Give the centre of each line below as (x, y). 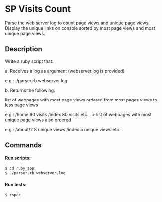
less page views (22, 105)
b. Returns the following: (30, 90)
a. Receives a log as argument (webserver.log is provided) (65, 71)
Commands (24, 145)
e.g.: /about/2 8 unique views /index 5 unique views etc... (64, 129)
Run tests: (16, 184)
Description (24, 49)
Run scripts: (18, 158)
